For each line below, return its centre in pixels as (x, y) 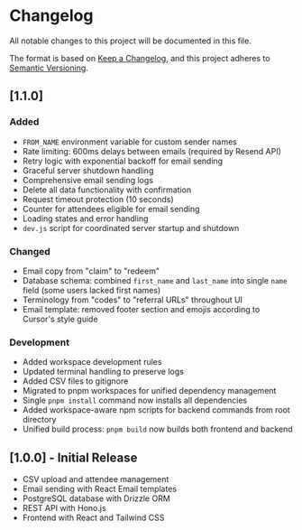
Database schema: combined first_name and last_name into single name (155, 280)
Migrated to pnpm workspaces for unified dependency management (149, 391)
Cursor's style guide (60, 319)
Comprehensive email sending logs (87, 180)
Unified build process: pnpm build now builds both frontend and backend (157, 429)
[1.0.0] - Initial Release (73, 457)
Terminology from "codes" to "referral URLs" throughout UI (133, 300)
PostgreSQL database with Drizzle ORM (96, 498)
